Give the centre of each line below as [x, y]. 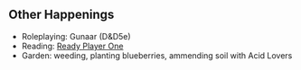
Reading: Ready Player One [72, 46]
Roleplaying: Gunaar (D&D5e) [76, 36]
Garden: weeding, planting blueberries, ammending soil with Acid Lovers [157, 55]
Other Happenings [61, 15]
